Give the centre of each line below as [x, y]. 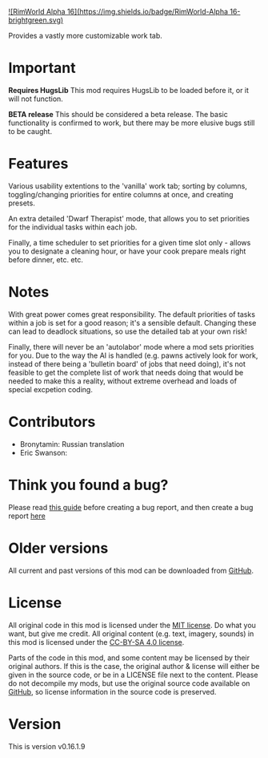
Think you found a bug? [88, 485]
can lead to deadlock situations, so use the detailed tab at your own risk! [128, 331]
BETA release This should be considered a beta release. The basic [118, 114]
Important [42, 68]
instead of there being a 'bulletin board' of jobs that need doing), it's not [127, 363]
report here [27, 516]
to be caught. [30, 131]
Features [38, 164]
